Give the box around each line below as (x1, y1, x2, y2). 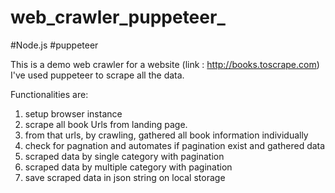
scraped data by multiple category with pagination (24, 161, 233, 173)
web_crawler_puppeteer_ (10, 6, 226, 29)
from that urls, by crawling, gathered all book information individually (24, 129, 309, 141)
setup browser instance (24, 107, 123, 120)
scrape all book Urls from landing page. (24, 118, 188, 130)
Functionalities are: (10, 88, 89, 100)
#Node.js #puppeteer (10, 39, 99, 51)
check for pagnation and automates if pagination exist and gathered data (24, 139, 326, 151)
